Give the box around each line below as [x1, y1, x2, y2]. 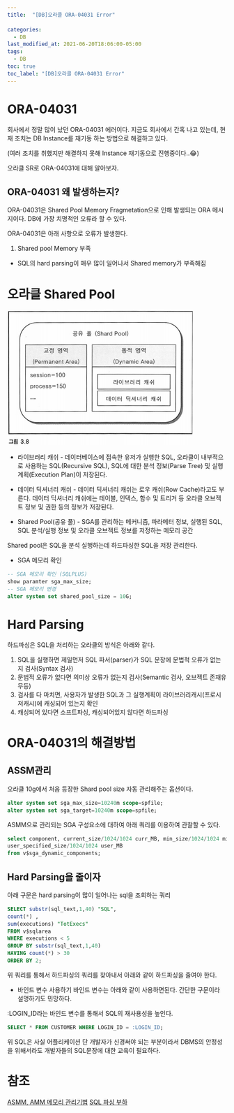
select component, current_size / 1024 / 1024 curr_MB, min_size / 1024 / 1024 [7, 835, 219, 842]
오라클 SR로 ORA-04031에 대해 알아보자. [7, 163, 119, 172]
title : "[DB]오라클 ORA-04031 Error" [7, 11, 116, 18]
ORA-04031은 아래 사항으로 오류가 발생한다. [7, 229, 128, 238]
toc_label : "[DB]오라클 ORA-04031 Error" [7, 70, 125, 77]
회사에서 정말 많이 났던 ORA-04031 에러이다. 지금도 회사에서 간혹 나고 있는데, [7, 125, 219, 133]
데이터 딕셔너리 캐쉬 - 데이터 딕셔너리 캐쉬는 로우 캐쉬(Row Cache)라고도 [17, 486, 217, 494]
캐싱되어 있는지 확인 [44, 699, 99, 707]
